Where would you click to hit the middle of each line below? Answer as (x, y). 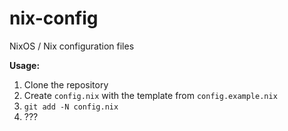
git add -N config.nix (71, 107)
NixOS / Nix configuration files (72, 46)
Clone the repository (66, 84)
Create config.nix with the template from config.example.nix (150, 95)
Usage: (25, 65)
